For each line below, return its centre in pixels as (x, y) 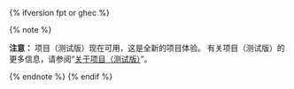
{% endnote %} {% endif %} (61, 77)
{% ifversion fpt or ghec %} (60, 13)
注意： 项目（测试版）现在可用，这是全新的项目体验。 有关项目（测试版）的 (147, 48)
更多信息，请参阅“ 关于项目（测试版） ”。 (81, 59)
